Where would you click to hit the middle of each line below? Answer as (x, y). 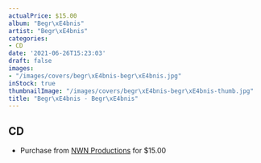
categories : (28, 38)
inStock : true (32, 83)
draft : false (30, 61)
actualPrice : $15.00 (43, 16)
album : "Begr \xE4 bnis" (46, 23)
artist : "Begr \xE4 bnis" (48, 31)
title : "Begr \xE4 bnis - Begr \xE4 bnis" (73, 98)
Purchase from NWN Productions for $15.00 (93, 151)
